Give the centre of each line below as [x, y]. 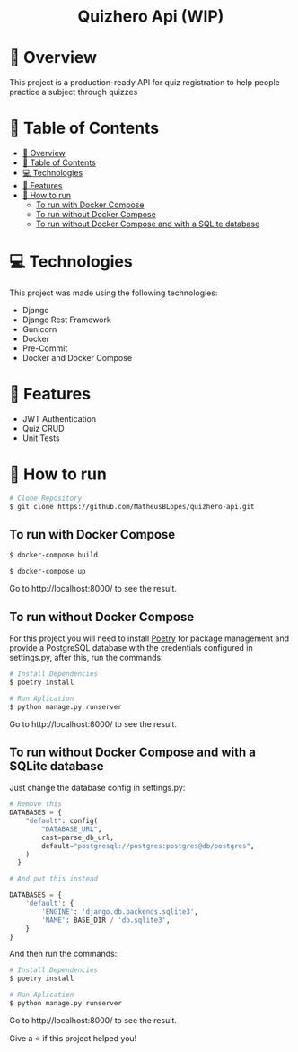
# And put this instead [54, 879]
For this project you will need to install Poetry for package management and [149, 638]
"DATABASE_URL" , [72, 829]
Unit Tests [41, 438]
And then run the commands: [63, 954]
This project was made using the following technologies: [114, 293]
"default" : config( [62, 821]
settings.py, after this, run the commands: [86, 657]
